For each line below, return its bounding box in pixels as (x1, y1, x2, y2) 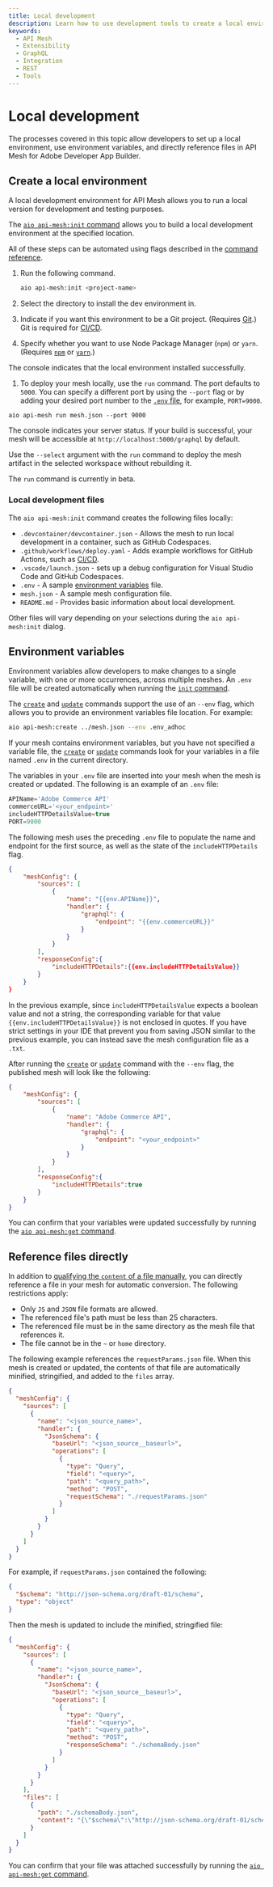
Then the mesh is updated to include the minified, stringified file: (8, 1619, 224, 1630)
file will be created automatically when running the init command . (8, 683, 230, 693)
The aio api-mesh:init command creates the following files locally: (8, 513, 233, 523)
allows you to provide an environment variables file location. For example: (8, 708, 253, 717)
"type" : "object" (15, 1598, 74, 1606)
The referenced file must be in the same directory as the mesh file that (19, 1322, 255, 1331)
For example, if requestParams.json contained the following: (8, 1567, 208, 1577)
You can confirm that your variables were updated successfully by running (8, 1218, 257, 1228)
